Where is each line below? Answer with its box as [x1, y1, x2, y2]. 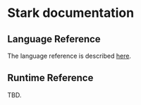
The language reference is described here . [7, 51, 132, 60]
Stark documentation [7, 5, 135, 21]
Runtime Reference [7, 72, 94, 84]
